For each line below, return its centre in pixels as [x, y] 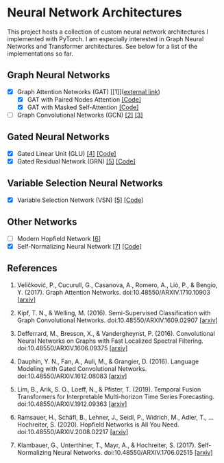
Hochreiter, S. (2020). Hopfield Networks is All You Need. [98, 425]
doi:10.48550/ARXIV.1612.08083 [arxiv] [72, 376]
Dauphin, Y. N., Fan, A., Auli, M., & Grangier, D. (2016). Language [108, 361]
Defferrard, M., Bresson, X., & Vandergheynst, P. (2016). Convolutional [116, 333]
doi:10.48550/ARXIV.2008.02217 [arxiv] [73, 431]
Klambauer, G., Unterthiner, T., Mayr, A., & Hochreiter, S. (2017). [107, 445]
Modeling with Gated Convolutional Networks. [82, 368]
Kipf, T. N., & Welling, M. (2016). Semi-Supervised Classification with [114, 313]
